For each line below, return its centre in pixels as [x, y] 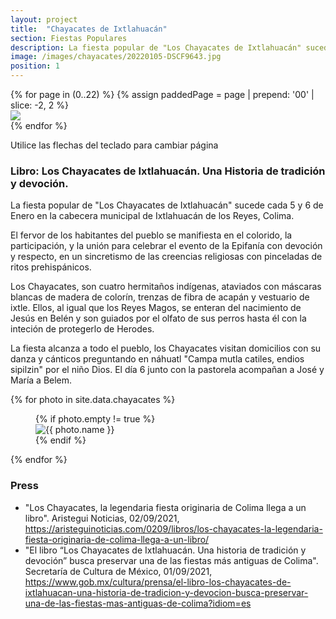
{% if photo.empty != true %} [95, 419]
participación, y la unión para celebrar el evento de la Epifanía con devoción [166, 246]
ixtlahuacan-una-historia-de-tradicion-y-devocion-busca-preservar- [166, 592]
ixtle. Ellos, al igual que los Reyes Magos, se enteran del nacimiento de [156, 308]
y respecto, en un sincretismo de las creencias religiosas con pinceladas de [166, 257]
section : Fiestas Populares [69, 38]
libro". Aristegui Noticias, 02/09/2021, [102, 518]
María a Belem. [41, 380]
